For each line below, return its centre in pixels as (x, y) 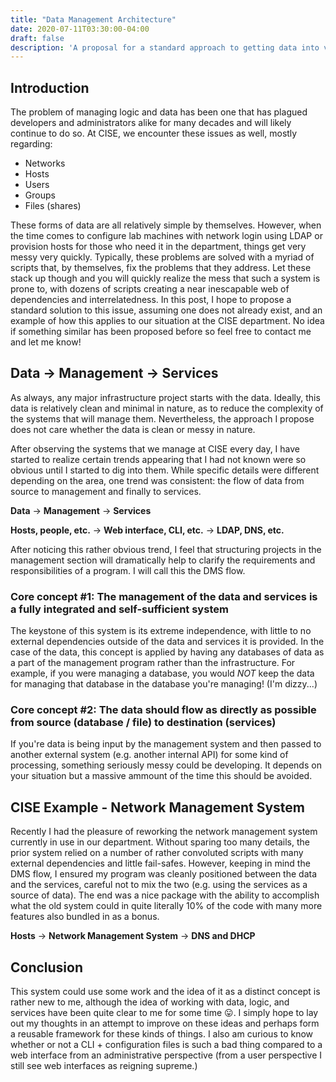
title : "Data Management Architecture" (93, 19)
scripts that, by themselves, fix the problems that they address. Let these (161, 268)
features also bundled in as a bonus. (85, 917)
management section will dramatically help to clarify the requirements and (163, 560)
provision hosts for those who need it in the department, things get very (158, 247)
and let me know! (46, 342)
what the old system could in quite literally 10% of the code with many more (166, 906)
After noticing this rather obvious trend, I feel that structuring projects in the (166, 549)
